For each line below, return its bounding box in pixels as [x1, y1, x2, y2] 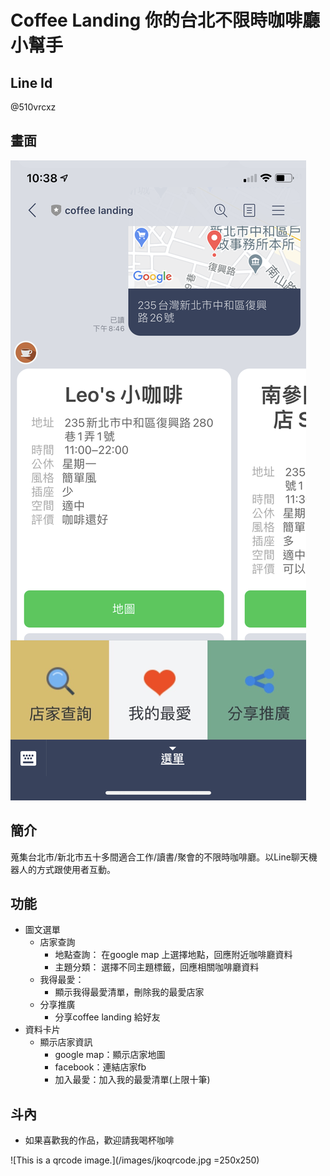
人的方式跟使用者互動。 [18, 863, 116, 875]
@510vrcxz [10, 101, 57, 113]
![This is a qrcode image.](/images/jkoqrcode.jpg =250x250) [10, 1154, 260, 1166]
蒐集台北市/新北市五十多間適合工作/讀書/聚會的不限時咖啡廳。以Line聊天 [10, 851, 309, 863]
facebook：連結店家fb [54, 1061, 147, 1073]
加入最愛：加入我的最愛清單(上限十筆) [54, 1074, 211, 1086]
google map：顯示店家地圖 [54, 1049, 166, 1061]
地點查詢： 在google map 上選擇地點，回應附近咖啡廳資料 [54, 949, 293, 961]
